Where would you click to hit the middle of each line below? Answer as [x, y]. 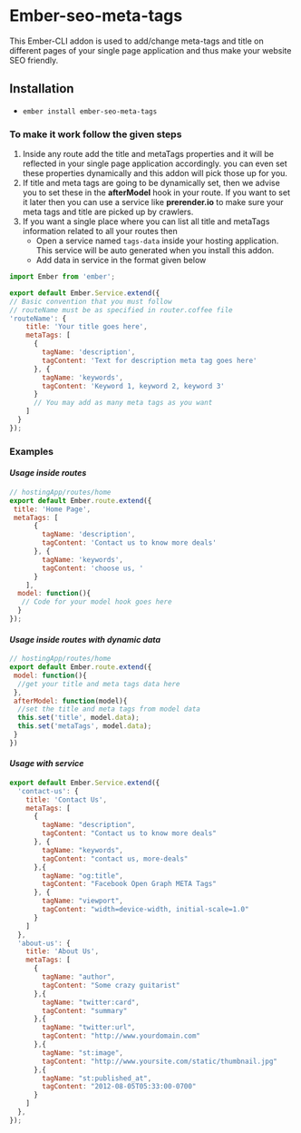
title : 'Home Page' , [52, 509]
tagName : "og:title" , [83, 876]
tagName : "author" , [79, 977]
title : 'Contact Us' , [66, 800]
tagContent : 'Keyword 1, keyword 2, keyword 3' [133, 386]
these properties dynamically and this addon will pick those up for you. [155, 173]
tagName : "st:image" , [83, 1053]
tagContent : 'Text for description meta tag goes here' [150, 360]
